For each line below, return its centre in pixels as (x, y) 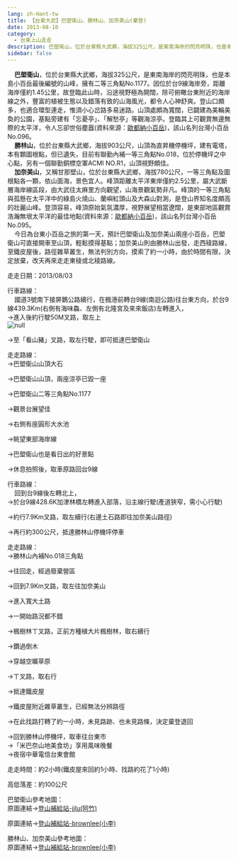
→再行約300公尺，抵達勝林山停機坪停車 (66, 531)
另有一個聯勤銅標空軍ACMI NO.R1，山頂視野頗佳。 (100, 163)
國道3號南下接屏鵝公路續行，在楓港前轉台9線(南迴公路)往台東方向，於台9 (121, 299)
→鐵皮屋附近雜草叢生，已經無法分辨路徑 (66, 706)
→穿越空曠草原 (29, 661)
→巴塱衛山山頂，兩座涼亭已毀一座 (57, 378)
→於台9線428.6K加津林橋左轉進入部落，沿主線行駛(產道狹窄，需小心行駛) (115, 502)
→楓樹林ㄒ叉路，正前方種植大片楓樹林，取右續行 (79, 631)
